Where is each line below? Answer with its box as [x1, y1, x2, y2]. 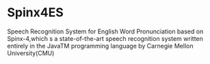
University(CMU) [7, 49, 55, 57]
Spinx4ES [7, 5, 64, 20]
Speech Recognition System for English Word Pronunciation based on [7, 27, 204, 35]
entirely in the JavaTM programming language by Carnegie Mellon [7, 42, 194, 50]
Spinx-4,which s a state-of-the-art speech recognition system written [7, 34, 204, 42]
